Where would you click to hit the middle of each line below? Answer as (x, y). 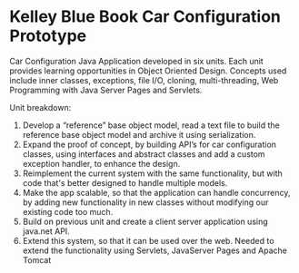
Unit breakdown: (40, 107)
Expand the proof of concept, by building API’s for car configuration (149, 144)
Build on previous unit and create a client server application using (145, 221)
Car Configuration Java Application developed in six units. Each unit (136, 61)
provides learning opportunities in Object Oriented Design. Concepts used (148, 71)
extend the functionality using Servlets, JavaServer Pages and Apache (155, 250)
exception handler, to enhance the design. (101, 163)
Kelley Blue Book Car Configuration (145, 17)
